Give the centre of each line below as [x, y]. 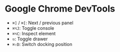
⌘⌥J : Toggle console [33, 28]
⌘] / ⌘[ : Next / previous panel [43, 23]
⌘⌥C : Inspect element [34, 33]
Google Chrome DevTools [60, 9]
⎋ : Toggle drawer [30, 39]
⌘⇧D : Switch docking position [42, 44]
